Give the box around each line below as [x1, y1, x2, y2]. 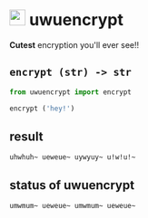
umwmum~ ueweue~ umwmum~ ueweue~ [9, 202, 136, 211]
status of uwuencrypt [9, 177, 134, 193]
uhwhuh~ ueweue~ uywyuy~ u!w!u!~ [9, 153, 136, 162]
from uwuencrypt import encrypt [9, 87, 132, 97]
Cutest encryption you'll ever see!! [9, 39, 140, 50]
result [9, 128, 44, 144]
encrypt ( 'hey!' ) [9, 104, 75, 113]
